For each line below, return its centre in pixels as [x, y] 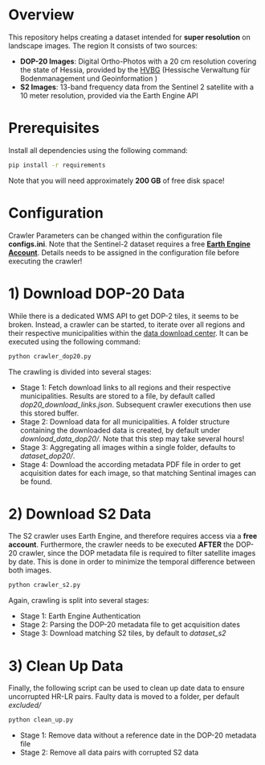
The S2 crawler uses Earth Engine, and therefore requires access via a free [133, 536]
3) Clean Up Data [66, 666]
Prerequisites [54, 128]
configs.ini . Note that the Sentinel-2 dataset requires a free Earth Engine [129, 244]
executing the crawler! [45, 261]
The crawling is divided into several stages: [80, 371]
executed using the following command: [74, 341]
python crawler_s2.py [45, 585]
